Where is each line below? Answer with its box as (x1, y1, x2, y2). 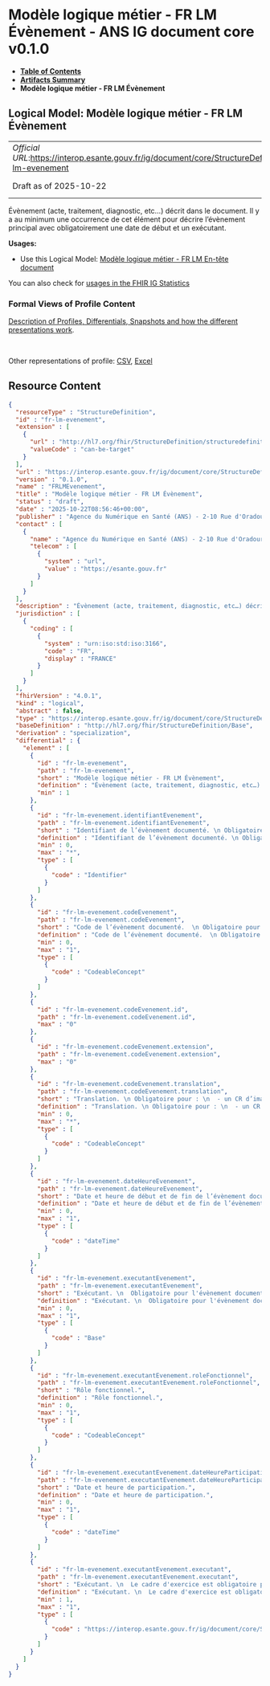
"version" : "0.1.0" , (15, 476, 88, 484)
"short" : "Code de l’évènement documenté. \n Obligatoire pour (37, 924, 261, 932)
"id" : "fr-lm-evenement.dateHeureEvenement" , (37, 1177, 196, 1186)
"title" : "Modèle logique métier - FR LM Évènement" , (15, 490, 203, 499)
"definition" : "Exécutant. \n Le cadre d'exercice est (37, 1588, 231, 1596)
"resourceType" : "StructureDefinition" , (15, 408, 157, 416)
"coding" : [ (29, 625, 74, 633)
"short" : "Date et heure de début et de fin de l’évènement (37, 1192, 247, 1200)
